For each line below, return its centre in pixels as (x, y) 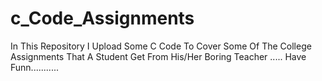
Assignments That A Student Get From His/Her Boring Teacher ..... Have (158, 56)
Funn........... (34, 67)
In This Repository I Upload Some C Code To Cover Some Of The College (161, 46)
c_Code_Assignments (102, 18)
